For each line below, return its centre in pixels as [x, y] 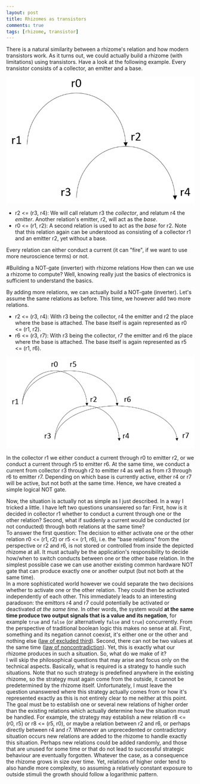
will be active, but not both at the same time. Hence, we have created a [93, 483]
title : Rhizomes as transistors [46, 19]
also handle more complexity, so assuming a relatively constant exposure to [99, 768]
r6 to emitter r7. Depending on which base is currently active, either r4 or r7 [99, 477]
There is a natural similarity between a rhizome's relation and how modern [98, 49]
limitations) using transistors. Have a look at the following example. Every [96, 62]
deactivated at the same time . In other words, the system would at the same [100, 609]
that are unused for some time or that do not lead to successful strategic [95, 749]
